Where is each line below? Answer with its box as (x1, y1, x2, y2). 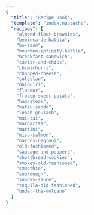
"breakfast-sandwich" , (16, 54, 73, 60)
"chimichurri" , (16, 64, 54, 71)
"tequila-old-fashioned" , (16, 182, 81, 189)
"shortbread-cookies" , (16, 154, 73, 160)
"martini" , (16, 126, 44, 132)
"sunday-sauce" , (16, 177, 57, 183)
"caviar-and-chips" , (16, 59, 68, 65)
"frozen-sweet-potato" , (16, 93, 76, 99)
